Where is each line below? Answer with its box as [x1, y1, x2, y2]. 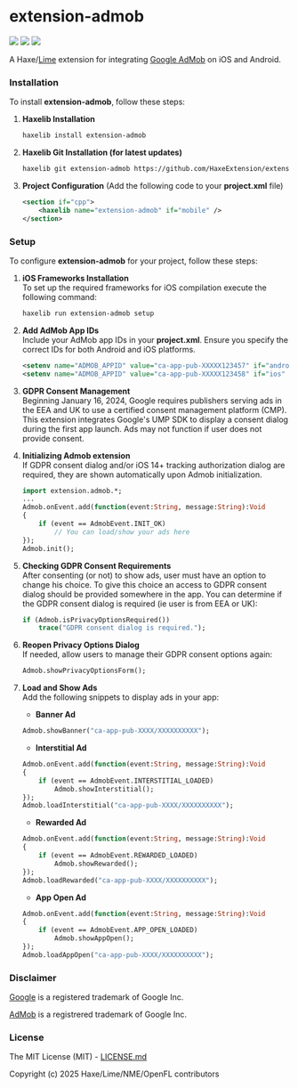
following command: [21, 291, 98, 302]
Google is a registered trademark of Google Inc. [9, 992, 184, 1003]
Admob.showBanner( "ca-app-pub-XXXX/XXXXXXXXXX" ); [21, 727, 211, 735]
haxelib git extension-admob [21, 165, 131, 174]
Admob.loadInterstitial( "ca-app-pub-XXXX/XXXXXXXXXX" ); [21, 801, 234, 810]
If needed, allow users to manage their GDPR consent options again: [21, 649, 273, 660]
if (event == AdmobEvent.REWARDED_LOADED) [38, 851, 198, 860]
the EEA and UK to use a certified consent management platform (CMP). [21, 404, 287, 415]
